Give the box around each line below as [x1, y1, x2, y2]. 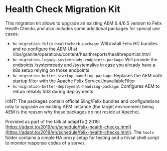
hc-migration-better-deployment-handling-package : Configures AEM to [12, 83, 160, 89]
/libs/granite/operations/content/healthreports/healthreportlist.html [12, 51, 151, 57]
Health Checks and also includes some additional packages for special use [5, 25, 160, 31]
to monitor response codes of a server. [5, 139, 86, 146]
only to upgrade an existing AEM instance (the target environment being [5, 103, 154, 109]
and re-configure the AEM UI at [12, 46, 78, 52]
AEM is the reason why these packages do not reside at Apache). [5, 109, 140, 115]
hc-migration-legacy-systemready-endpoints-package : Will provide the [12, 56, 158, 62]
